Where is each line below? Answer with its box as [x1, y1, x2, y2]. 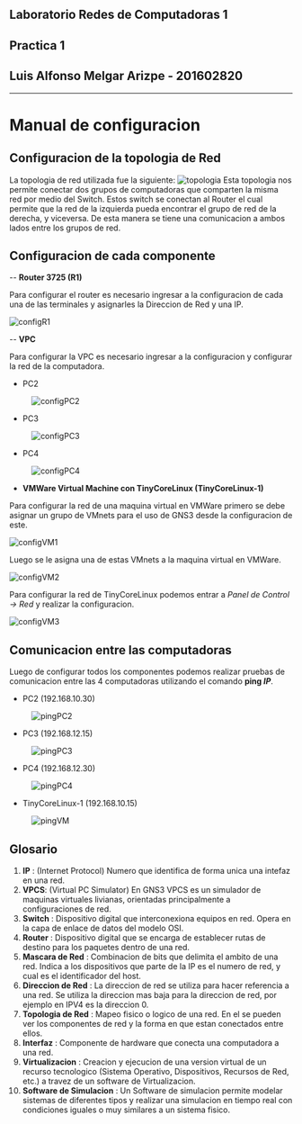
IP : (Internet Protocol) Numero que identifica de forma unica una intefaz [22, 866, 290, 877]
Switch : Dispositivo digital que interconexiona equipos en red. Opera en [22, 913, 291, 924]
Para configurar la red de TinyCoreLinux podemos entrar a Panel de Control [9, 589, 290, 600]
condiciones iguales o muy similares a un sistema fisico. [22, 1104, 231, 1115]
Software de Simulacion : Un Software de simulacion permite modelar [22, 1085, 283, 1096]
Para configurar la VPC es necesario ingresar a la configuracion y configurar [9, 351, 293, 363]
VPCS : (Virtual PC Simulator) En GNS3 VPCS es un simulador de [22, 885, 262, 895]
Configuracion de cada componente [9, 247, 216, 264]
